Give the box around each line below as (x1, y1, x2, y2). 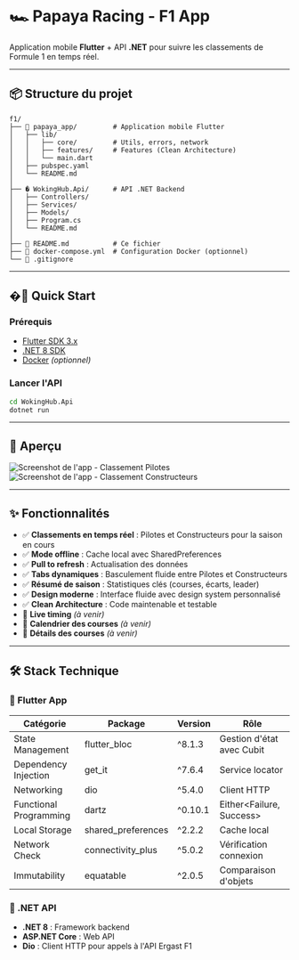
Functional (13, 798, 58, 810)
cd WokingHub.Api (9, 397, 74, 406)
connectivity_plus (84, 843, 158, 856)
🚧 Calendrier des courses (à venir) (21, 619, 151, 630)
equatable (84, 869, 127, 882)
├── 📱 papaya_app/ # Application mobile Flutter (9, 122, 225, 131)
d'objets (219, 875, 254, 887)
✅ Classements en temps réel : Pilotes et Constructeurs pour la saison (21, 530, 283, 541)
